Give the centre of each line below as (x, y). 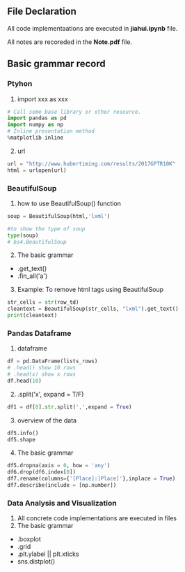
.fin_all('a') (32, 276)
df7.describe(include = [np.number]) (62, 485)
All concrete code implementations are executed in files (97, 518)
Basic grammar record (56, 64)
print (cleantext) (32, 316)
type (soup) (23, 235)
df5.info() (23, 433)
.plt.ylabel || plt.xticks (48, 554)
